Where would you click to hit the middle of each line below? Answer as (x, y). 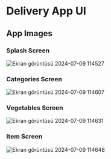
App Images (29, 33)
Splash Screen (28, 51)
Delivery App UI (46, 11)
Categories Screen (34, 79)
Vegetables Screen (35, 108)
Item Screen (24, 137)
